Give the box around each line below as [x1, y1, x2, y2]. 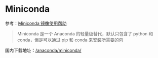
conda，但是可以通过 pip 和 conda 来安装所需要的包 [17, 37, 123, 43]
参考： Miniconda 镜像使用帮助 [5, 20, 67, 26]
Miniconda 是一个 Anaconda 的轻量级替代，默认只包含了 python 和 [17, 30, 154, 36]
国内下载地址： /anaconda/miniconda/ [5, 47, 81, 53]
